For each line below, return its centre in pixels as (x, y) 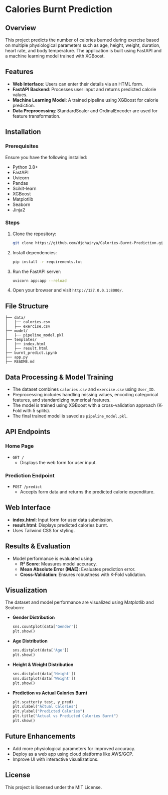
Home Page (20, 446)
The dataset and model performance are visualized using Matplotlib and (79, 602)
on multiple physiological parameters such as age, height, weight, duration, (83, 45)
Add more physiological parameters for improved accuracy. (74, 748)
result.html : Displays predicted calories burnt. (60, 525)
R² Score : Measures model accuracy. (58, 564)
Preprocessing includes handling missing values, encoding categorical (85, 395)
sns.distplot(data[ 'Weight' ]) (44, 678)
